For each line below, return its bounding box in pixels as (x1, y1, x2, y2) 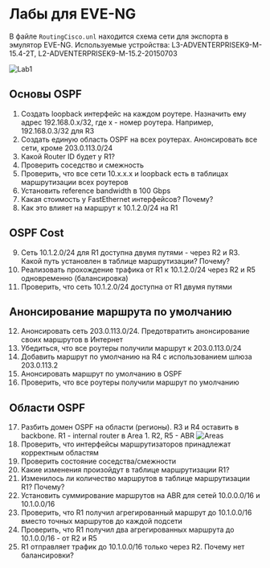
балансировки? (20, 550, 75, 560)
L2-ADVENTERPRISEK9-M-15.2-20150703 (38, 48, 178, 58)
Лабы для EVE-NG (9, 5, 137, 23)
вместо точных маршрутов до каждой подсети (20, 517, 183, 526)
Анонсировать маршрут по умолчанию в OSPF (20, 369, 182, 379)
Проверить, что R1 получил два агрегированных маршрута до (20, 525, 235, 535)
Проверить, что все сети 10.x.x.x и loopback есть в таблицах (20, 168, 229, 178)
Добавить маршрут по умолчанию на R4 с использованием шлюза (20, 352, 252, 362)
